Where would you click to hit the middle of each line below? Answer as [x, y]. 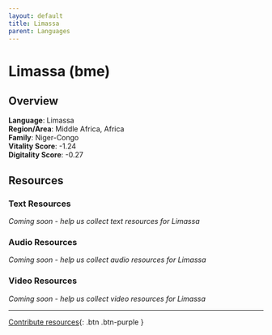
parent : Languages [39, 31]
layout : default [36, 16]
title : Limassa [34, 24]
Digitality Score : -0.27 [46, 155]
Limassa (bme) [59, 71]
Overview [34, 101]
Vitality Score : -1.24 [42, 146]
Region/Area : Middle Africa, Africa [66, 129]
